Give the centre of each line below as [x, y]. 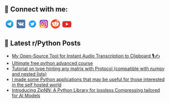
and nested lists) [29, 74]
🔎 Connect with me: [36, 9]
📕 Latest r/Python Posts [43, 43]
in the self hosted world [37, 85]
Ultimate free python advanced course [52, 63]
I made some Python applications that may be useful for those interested [88, 79]
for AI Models [26, 95]
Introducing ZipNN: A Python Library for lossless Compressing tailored [86, 90]
